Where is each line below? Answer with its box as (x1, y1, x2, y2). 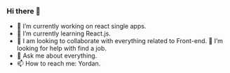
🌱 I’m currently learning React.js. (16, 29, 111, 38)
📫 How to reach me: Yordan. (16, 59, 101, 68)
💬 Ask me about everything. (16, 51, 97, 60)
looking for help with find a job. (16, 44, 107, 53)
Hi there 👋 (6, 6, 41, 16)
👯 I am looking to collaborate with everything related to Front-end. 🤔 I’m (16, 37, 224, 45)
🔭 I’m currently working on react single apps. (16, 22, 147, 31)
